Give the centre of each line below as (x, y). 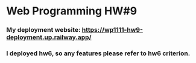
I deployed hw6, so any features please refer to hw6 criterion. (98, 53)
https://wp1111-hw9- (112, 30)
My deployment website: (43, 30)
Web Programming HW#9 (72, 11)
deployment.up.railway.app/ (49, 37)
